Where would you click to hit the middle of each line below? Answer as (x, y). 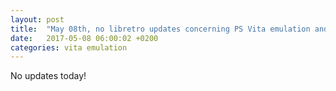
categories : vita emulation (69, 47)
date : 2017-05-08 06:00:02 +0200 (84, 38)
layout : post (37, 19)
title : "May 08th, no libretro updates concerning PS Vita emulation (160, 29)
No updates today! (48, 76)
